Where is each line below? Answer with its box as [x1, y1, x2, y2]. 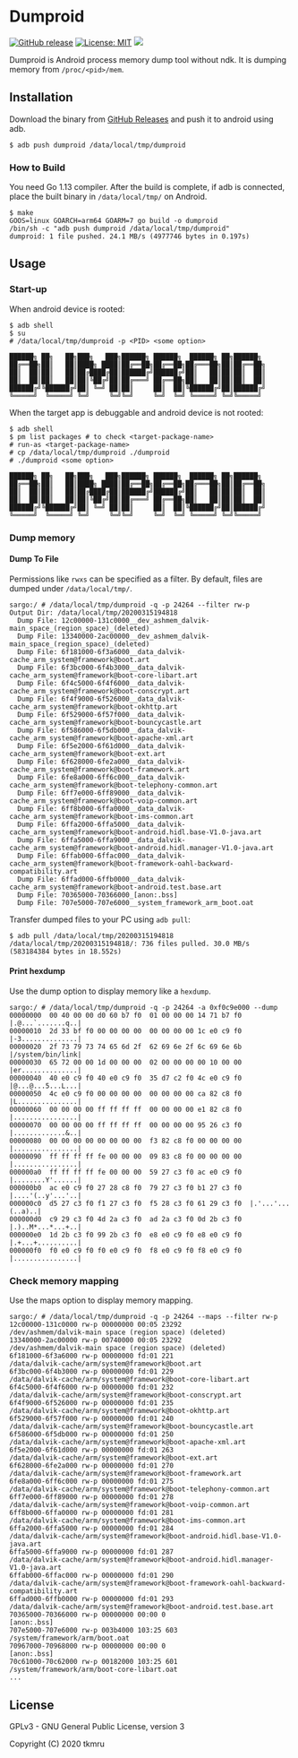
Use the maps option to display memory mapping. [9, 1295, 193, 1306]
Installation [9, 90, 73, 105]
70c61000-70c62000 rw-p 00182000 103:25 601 [9, 1658, 178, 1667]
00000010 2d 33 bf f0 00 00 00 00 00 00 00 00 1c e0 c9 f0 [9, 1027, 243, 1036]
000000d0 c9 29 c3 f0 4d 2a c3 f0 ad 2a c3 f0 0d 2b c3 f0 [9, 1215, 243, 1224]
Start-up [9, 283, 47, 296]
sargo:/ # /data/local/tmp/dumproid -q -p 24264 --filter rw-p [9, 600, 251, 609]
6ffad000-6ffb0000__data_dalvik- [61, 875, 186, 883]
